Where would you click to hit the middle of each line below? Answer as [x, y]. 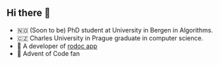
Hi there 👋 [29, 13]
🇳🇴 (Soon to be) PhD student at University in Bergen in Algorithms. [115, 30]
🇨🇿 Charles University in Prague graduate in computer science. [110, 38]
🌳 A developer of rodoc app [57, 46]
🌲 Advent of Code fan [48, 53]
